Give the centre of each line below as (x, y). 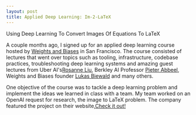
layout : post (22, 11)
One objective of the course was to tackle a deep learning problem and (92, 87)
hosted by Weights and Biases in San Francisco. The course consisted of (94, 51)
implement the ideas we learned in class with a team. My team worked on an (98, 93)
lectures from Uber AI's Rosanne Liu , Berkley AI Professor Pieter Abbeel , (93, 69)
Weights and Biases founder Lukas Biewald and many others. (80, 76)
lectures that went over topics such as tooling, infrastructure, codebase (92, 57)
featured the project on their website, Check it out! (66, 106)
